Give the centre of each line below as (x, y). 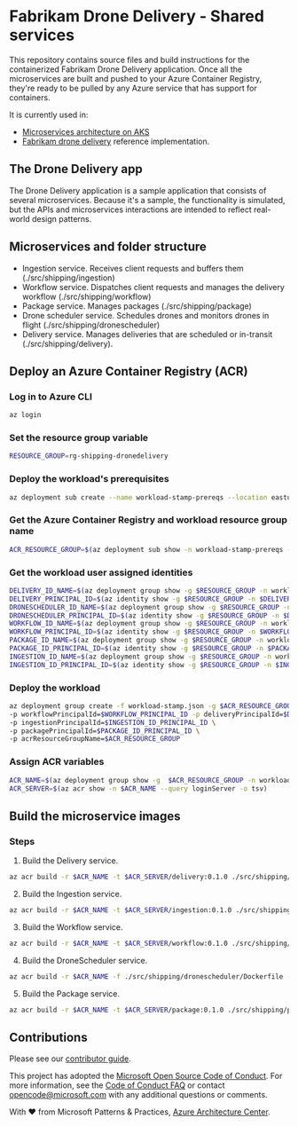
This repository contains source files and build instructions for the (129, 59)
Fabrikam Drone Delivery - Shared (137, 16)
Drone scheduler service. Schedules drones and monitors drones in (145, 315)
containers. (30, 97)
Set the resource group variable (79, 438)
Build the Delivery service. (70, 861)
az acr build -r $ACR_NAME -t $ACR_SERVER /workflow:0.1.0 (118, 943)
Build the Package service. (71, 993)
